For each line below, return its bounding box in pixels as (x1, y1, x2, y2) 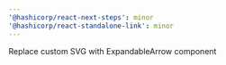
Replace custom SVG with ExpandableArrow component (8, 45, 217, 56)
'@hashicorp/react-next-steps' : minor (8, 12, 154, 22)
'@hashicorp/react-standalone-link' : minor (8, 21, 175, 30)
